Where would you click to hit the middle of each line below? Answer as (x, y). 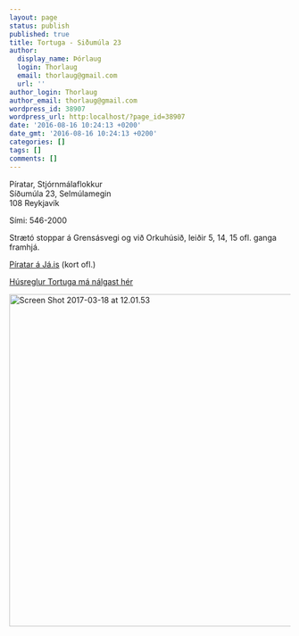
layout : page (33, 17)
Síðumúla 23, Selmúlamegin (60, 194)
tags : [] (25, 150)
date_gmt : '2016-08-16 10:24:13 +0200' (83, 134)
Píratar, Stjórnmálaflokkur (56, 184)
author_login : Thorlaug (54, 92)
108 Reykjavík (34, 202)
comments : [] (33, 158)
